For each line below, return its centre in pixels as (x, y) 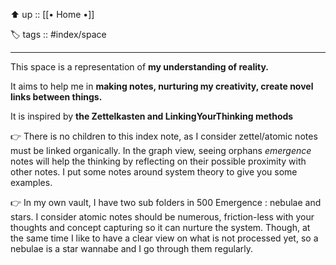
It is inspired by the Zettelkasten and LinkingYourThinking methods (152, 116)
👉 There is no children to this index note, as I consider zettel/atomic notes (164, 136)
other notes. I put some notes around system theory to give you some (154, 172)
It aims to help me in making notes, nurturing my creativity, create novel (162, 86)
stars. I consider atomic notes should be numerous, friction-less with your (162, 217)
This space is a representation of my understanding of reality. (139, 67)
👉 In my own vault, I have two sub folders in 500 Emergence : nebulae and (166, 202)
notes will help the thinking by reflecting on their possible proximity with (158, 161)
